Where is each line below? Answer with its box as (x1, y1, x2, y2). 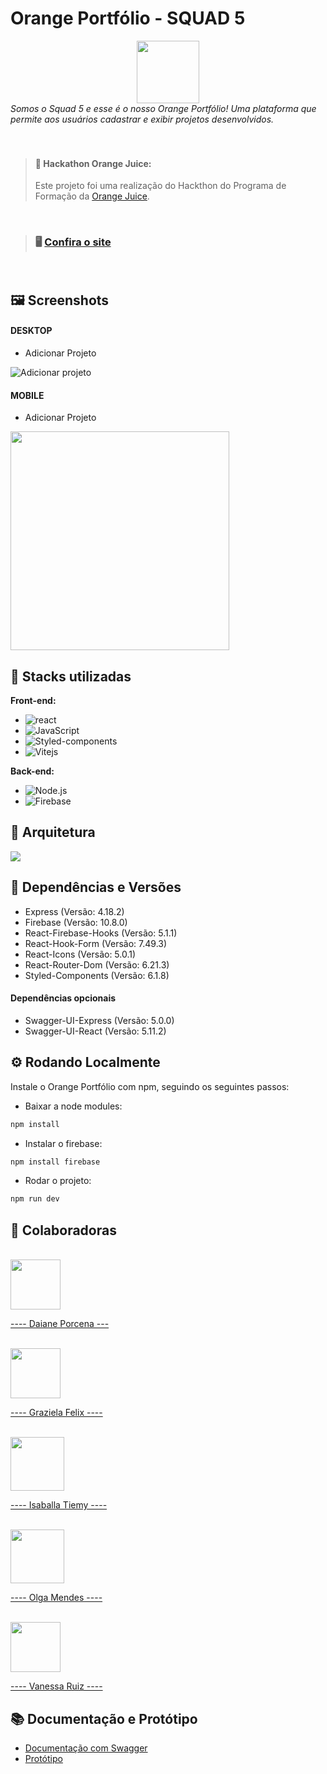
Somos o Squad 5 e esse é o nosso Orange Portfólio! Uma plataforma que (10, 102, 317, 114)
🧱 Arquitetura (10, 824, 96, 841)
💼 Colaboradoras (10, 1222, 117, 1239)
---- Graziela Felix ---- (10, 1407, 103, 1419)
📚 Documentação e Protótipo (10, 1710, 198, 1727)
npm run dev (10, 1194, 60, 1204)
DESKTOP (10, 325, 53, 337)
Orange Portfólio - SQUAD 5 (10, 7, 246, 30)
